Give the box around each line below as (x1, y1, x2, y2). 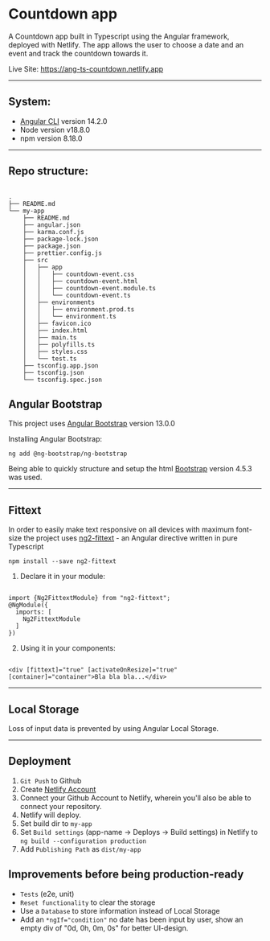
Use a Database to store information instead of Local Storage (19, 906, 220, 915)
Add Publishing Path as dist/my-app (19, 844, 141, 853)
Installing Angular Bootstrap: (8, 434, 103, 444)
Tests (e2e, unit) (19, 889, 75, 898)
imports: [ (15, 608, 52, 616)
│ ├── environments (22, 298, 95, 306)
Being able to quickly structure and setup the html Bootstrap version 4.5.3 (8, 464, 252, 474)
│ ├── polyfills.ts (22, 340, 95, 348)
